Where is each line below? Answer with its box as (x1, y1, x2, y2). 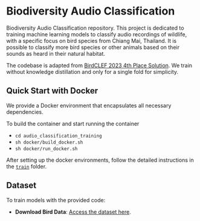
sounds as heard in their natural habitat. (6, 50, 106, 57)
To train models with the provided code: (6, 196, 106, 203)
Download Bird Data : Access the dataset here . (15, 208, 132, 216)
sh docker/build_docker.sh (15, 139, 83, 145)
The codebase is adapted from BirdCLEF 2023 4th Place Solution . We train (6, 62, 192, 69)
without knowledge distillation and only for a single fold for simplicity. (6, 68, 179, 75)
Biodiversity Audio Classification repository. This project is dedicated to (6, 24, 184, 31)
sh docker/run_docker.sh (15, 145, 78, 152)
